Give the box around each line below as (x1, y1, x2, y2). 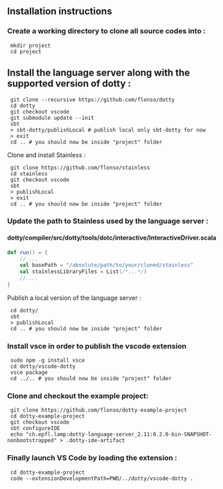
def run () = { (7, 249, 48, 256)
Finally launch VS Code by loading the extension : (7, 453, 178, 463)
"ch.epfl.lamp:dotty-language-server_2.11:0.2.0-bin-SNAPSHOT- (25, 431, 213, 438)
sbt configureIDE (10, 425, 60, 432)
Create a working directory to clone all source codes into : (7, 26, 206, 36)
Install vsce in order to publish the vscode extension (7, 341, 187, 350)
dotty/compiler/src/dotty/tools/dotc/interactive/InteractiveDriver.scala (7, 233, 217, 242)
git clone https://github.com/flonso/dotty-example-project (10, 407, 188, 414)
